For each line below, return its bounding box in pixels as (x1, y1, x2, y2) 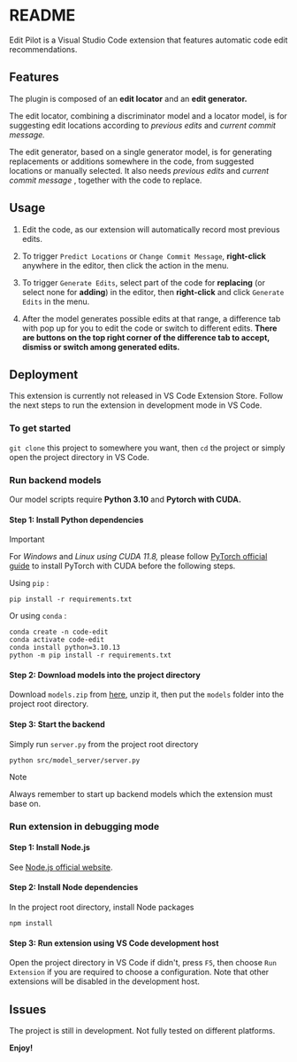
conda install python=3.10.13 (9, 644, 121, 652)
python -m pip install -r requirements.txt (9, 651, 172, 660)
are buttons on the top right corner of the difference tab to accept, (21, 332, 270, 342)
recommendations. (9, 43, 78, 54)
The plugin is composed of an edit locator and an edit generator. (9, 93, 247, 104)
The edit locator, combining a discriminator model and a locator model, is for (9, 110, 287, 121)
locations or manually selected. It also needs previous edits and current (9, 165, 270, 176)
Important (9, 534, 45, 545)
